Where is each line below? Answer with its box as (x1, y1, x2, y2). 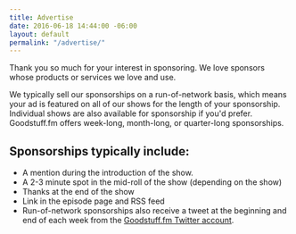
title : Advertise (9, 13, 74, 22)
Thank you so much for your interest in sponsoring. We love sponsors (9, 63, 266, 73)
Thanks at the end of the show (21, 187, 136, 197)
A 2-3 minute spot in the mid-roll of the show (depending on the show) (21, 177, 283, 188)
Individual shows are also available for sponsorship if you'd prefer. (9, 108, 252, 119)
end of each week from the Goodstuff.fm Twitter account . (21, 215, 234, 226)
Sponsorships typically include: (9, 144, 190, 159)
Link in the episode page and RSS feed (21, 196, 165, 206)
